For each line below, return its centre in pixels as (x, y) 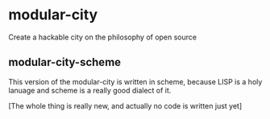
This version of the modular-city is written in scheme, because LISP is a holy (135, 81)
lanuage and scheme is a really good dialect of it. (90, 90)
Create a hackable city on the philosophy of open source (103, 37)
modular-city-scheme (65, 62)
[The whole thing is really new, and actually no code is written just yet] (125, 105)
